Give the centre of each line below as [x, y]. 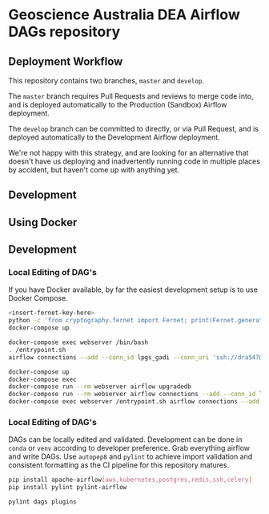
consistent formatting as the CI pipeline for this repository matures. [119, 465]
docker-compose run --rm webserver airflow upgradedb [100, 387]
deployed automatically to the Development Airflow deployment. [114, 137]
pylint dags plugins [43, 502]
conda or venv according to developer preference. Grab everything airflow [129, 448]
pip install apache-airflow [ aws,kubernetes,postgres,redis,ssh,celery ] [130, 480]
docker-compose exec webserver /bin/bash [78, 342]
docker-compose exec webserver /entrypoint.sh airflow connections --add [134, 402]
